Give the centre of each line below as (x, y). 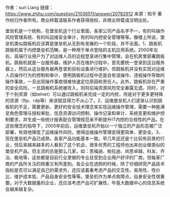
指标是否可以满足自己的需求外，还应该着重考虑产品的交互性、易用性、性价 (83, 170)
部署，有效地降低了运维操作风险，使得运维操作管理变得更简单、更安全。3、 (84, 132)
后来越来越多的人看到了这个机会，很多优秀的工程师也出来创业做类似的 (92, 145)
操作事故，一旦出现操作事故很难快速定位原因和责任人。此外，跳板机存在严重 (85, 82)
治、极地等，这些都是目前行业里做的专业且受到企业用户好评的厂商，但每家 (83, 157)
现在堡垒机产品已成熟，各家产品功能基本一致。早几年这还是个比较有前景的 (83, 139)
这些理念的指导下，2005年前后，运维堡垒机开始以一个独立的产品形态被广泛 (84, 126)
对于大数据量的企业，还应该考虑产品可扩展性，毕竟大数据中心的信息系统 (89, 183)
